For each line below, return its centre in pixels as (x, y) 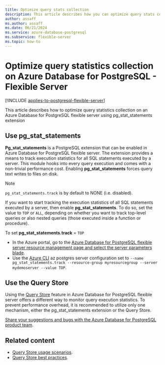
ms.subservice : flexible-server (38, 37)
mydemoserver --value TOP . (39, 267)
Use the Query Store (37, 283)
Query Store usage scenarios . (42, 352)
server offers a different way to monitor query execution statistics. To (75, 300)
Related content (30, 340)
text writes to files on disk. (32, 174)
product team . (19, 325)
